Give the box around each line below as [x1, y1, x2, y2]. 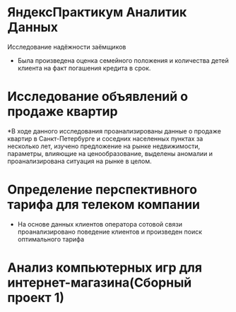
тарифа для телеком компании [7, 197, 200, 212]
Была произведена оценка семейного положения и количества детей [17, 56, 229, 64]
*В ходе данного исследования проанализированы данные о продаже [7, 126, 221, 135]
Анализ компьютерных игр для [7, 260, 203, 275]
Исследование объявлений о [7, 89, 189, 104]
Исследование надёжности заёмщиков [7, 42, 126, 51]
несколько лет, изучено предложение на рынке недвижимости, [7, 142, 201, 150]
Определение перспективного [7, 181, 198, 198]
